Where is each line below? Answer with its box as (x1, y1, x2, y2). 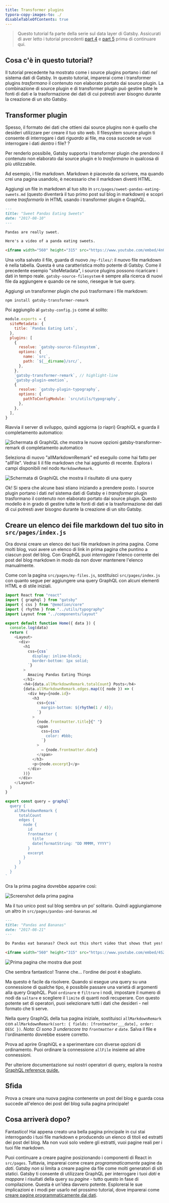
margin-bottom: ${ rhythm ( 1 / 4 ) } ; (41, 705, 114, 710)
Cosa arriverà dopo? (5, 1115, 70, 1124)
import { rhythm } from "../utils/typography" (5, 607, 105, 612)
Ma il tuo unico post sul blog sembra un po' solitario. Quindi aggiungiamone (5, 903, 162, 909)
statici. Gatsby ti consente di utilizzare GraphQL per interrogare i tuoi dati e (5, 1170, 160, 1177)
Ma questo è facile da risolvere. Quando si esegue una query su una (5, 979, 147, 985)
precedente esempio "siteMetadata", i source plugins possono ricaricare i (5, 268, 158, 274)
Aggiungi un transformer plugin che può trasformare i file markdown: (5, 288, 148, 294)
